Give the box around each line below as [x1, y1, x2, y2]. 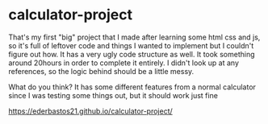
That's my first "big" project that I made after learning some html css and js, [8, 32, 261, 42]
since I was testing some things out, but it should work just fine [8, 90, 218, 100]
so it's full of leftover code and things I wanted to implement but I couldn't [8, 40, 254, 50]
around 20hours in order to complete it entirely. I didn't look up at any [8, 58, 240, 68]
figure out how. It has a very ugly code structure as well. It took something [8, 49, 256, 59]
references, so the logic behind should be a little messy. [8, 66, 195, 76]
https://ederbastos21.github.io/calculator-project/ [8, 106, 174, 116]
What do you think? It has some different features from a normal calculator [8, 82, 257, 92]
